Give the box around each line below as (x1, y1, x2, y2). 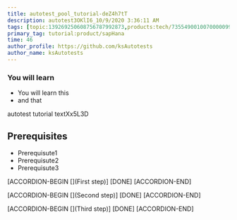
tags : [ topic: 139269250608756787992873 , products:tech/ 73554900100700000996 (7, 23, 235, 30)
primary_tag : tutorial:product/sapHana (7, 30, 125, 37)
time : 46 (7, 37, 33, 44)
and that (17, 96, 42, 105)
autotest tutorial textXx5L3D (7, 110, 90, 118)
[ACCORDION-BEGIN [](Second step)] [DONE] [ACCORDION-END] (7, 190, 201, 199)
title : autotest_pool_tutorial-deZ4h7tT (7, 10, 128, 18)
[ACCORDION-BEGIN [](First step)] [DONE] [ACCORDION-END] (7, 177, 192, 186)
